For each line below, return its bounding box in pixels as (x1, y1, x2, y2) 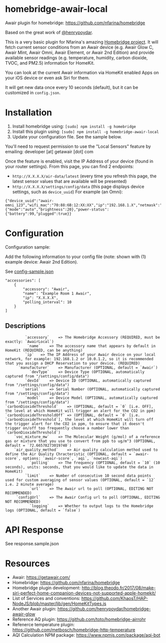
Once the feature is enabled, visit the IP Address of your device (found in (5, 158, 154, 164)
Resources (5, 557, 50, 569)
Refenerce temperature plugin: (12, 621, 75, 627)
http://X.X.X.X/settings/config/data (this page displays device (12, 183, 145, 189)
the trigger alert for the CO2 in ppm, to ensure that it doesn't (5, 421, 145, 426)
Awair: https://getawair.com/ (12, 574, 71, 580)
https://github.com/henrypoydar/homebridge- (57, 605, 151, 611)
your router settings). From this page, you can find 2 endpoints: (5, 163, 134, 169)
